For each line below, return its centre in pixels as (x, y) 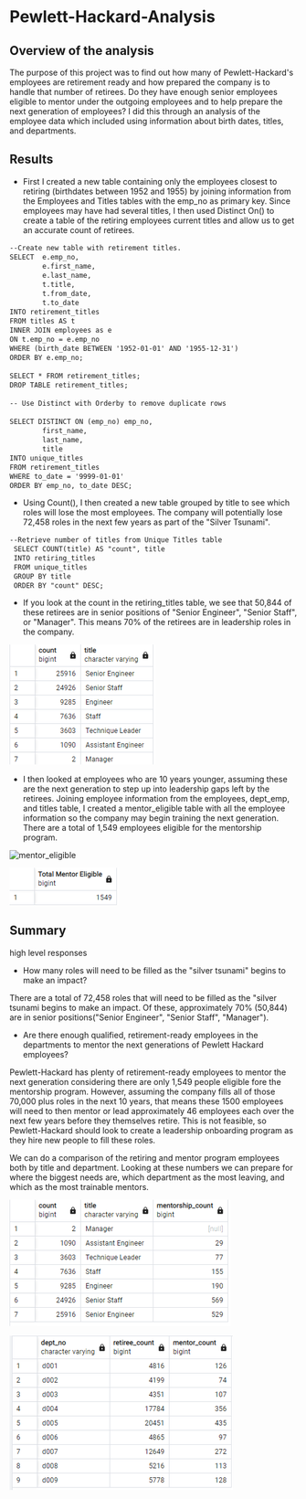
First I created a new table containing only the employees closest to (150, 181)
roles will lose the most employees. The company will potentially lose (153, 512)
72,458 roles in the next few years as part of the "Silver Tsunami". (147, 522)
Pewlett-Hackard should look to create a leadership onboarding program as (152, 1130)
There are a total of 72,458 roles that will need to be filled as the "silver (143, 997)
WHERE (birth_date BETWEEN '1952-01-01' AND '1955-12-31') (124, 348)
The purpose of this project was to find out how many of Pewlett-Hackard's (152, 72)
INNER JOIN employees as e (61, 330)
